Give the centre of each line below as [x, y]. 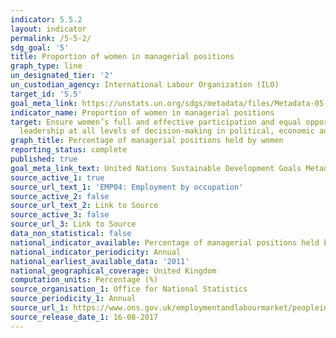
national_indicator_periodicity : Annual [96, 252]
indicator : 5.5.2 [46, 19]
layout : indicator [48, 29]
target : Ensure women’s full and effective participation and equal [156, 122]
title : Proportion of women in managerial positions [122, 57]
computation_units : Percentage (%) [84, 280]
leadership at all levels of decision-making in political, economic [167, 131]
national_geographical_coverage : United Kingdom [113, 271]
